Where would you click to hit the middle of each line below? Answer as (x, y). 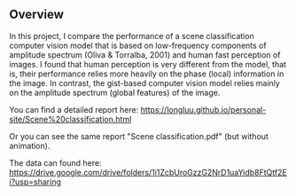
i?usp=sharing (35, 182)
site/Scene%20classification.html (70, 119)
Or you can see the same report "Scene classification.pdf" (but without (139, 136)
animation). (30, 145)
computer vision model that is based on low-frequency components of (138, 45)
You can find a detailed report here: (74, 109)
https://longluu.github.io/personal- (203, 109)
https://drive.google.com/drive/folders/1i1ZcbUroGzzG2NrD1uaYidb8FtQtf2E (148, 172)
